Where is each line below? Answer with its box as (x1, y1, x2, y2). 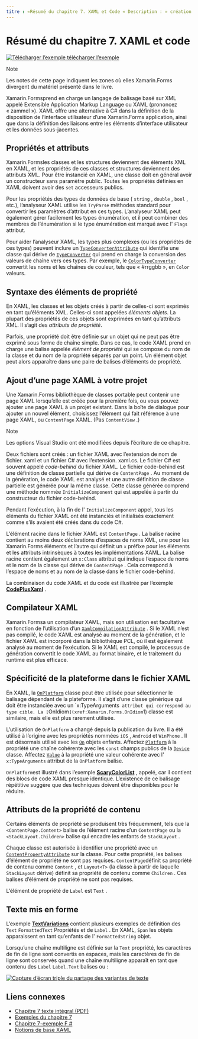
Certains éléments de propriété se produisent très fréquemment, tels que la (6, 821, 190, 828)
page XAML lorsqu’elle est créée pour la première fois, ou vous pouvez (6, 397, 179, 404)
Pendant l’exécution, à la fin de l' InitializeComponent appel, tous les (6, 506, 174, 513)
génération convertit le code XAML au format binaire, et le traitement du (6, 649, 181, 657)
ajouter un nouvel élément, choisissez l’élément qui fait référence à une (6, 410, 180, 417)
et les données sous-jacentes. (6, 126, 80, 133)
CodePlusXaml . (6, 586, 46, 593)
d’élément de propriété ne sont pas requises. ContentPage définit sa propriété (6, 857, 192, 864)
